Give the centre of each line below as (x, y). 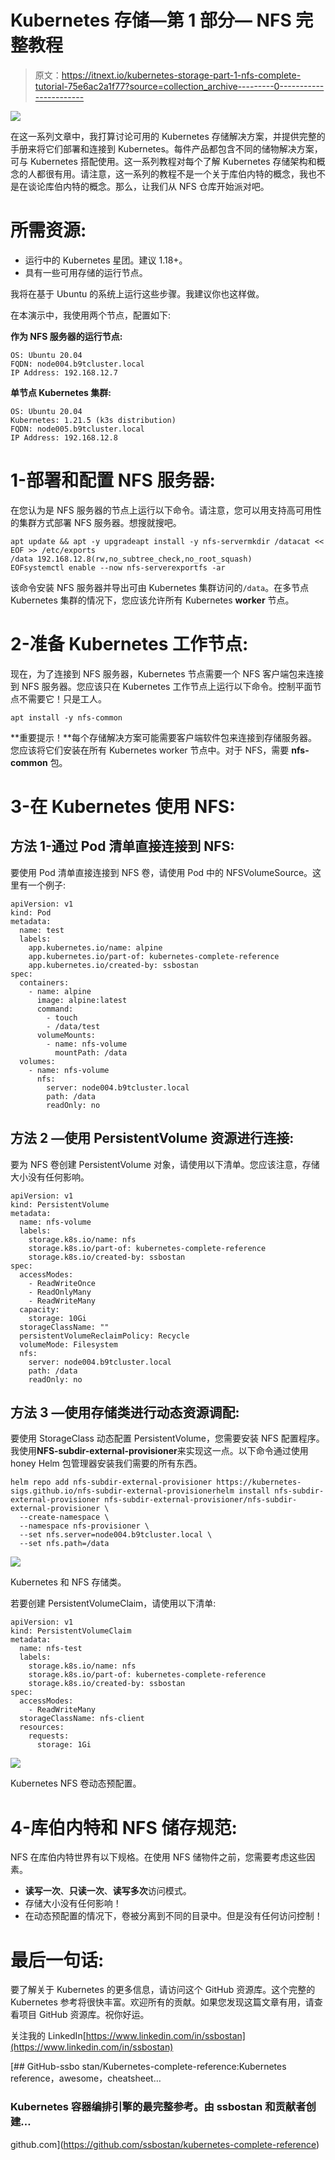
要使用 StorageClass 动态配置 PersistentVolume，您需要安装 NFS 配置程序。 (167, 1438)
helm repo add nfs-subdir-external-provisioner (111, 1482)
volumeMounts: (66, 1035)
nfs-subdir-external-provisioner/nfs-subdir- (201, 1500)
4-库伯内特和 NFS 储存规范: (124, 1827)
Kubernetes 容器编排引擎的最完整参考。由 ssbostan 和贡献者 (158, 2107)
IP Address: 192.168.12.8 (64, 437)
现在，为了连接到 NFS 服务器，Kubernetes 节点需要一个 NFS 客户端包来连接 (167, 673)
